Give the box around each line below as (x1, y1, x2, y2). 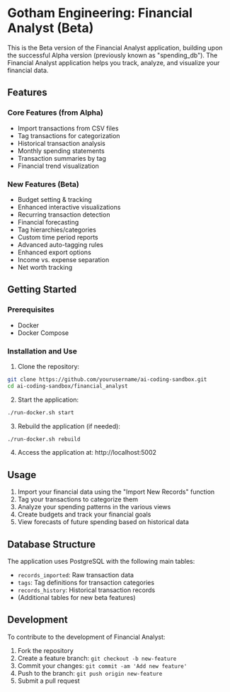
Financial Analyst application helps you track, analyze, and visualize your (7, 58, 220, 67)
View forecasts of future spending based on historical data (17, 518, 189, 526)
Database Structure (7, 538, 96, 550)
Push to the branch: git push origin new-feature (17, 669, 163, 677)
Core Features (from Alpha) (7, 108, 104, 118)
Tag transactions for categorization (17, 131, 120, 140)
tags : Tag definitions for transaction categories (17, 579, 154, 587)
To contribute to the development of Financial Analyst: (7, 633, 166, 641)
